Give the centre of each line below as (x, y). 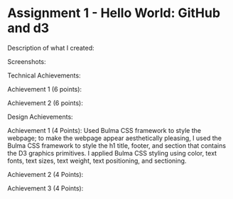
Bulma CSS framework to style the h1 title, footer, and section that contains (116, 145)
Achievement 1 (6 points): (45, 89)
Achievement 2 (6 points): (45, 103)
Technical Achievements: (44, 75)
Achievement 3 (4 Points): (45, 188)
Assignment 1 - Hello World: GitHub (114, 13)
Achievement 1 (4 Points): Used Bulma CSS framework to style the (104, 130)
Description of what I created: (51, 48)
